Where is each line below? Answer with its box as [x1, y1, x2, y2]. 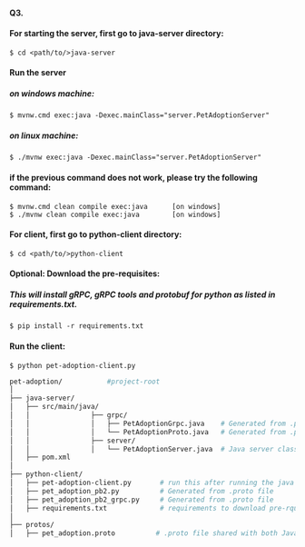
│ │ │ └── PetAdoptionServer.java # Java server [9, 444, 274, 453]
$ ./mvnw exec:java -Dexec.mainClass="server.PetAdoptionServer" [9, 153, 261, 163]
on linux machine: [9, 130, 79, 141]
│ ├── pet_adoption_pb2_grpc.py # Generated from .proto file [9, 495, 274, 504]
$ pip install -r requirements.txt [9, 322, 144, 331]
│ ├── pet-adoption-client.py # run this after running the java [9, 478, 295, 487]
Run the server [9, 67, 66, 78]
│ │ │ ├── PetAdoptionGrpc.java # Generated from [9, 419, 286, 428]
